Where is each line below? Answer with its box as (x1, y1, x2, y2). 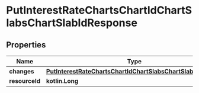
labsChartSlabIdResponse (6, 16, 138, 30)
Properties (6, 40, 46, 50)
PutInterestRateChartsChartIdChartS (6, 4, 192, 17)
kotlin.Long (46, 77, 79, 85)
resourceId (9, 77, 41, 85)
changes (9, 68, 34, 75)
